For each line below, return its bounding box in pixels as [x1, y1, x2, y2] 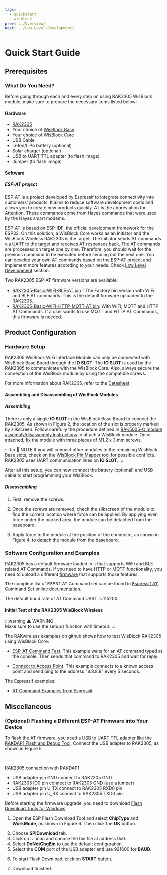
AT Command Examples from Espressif [12, 688, 93, 694]
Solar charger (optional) [12, 148, 61, 154]
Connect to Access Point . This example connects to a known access [12, 663, 154, 669]
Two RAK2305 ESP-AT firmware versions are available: [5, 277, 118, 283]
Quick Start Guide [5, 47, 81, 59]
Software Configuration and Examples [5, 549, 100, 556]
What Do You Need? [5, 82, 55, 89]
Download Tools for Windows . [5, 806, 67, 812]
